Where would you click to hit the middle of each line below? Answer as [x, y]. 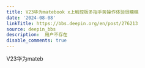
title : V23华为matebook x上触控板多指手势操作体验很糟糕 [72, 12]
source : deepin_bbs [31, 29]
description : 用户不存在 [37, 35]
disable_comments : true [37, 40]
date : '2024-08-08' [31, 18]
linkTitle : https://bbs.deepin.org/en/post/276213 [72, 23]
